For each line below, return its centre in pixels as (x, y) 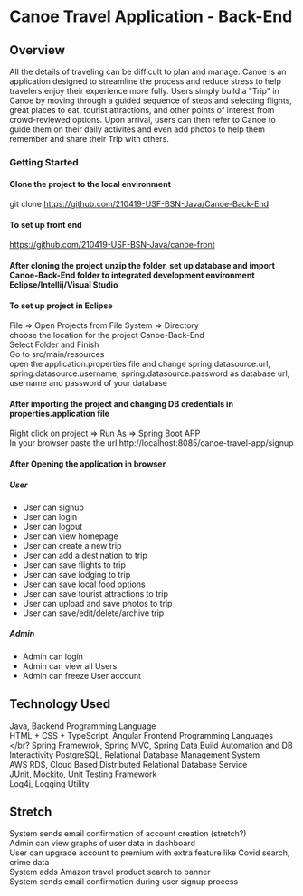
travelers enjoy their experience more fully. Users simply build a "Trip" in (145, 91)
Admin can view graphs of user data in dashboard (103, 844)
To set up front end (46, 224)
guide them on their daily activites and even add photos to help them (137, 129)
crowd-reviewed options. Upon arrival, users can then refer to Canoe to (142, 120)
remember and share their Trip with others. (90, 139)
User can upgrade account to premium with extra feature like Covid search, (150, 853)
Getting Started (44, 162)
